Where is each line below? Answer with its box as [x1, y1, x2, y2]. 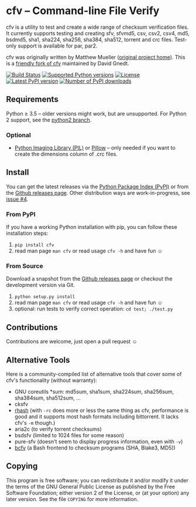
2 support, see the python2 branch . [6, 116, 92, 123]
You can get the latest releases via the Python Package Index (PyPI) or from [6, 183, 189, 190]
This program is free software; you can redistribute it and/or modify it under [6, 476, 189, 484]
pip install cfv [14, 242, 54, 248]
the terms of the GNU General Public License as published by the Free [6, 483, 176, 490]
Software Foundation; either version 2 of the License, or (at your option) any [6, 489, 190, 496]
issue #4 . [6, 195, 29, 202]
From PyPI [6, 210, 36, 218]
